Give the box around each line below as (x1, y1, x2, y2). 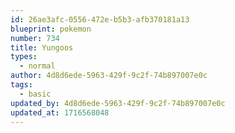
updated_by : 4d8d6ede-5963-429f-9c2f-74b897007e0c (10, 98, 226, 108)
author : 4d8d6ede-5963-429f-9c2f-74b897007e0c (10, 71, 208, 81)
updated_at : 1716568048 (10, 107, 110, 118)
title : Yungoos (10, 42, 74, 53)
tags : (10, 80, 33, 90)
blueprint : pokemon (10, 24, 92, 34)
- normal (19, 61, 56, 71)
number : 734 (10, 33, 60, 43)
